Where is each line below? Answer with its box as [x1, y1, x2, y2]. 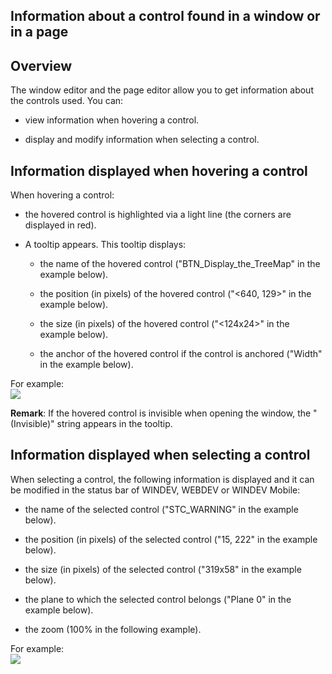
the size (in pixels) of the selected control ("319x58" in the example [24, 563, 302, 575]
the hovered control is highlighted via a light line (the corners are [24, 209, 292, 221]
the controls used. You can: [10, 95, 124, 107]
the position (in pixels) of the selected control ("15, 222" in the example [24, 533, 318, 545]
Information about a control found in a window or [10, 8, 321, 25]
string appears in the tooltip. [56, 418, 173, 430]
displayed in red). [24, 219, 97, 231]
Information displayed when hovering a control [10, 162, 308, 179]
